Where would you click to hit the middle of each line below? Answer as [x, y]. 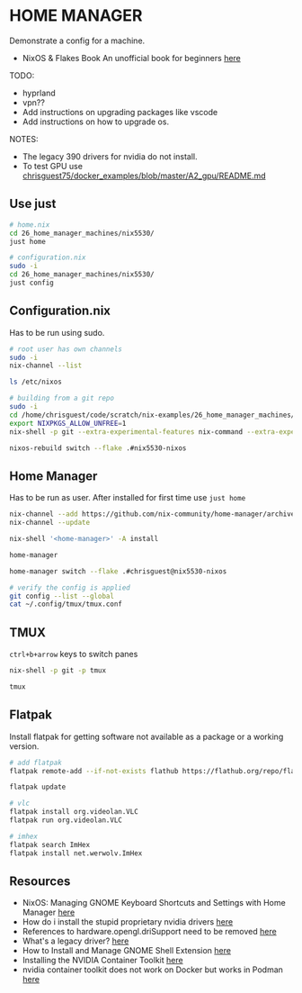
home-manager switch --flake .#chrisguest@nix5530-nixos [118, 571]
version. [24, 746]
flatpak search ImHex [50, 844]
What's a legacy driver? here [75, 941]
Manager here [49, 912]
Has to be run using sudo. [57, 332]
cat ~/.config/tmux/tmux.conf [66, 604]
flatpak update [38, 787]
